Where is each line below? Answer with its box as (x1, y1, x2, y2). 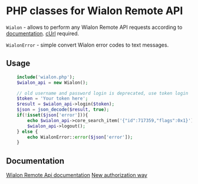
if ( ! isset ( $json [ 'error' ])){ (16, 112, 88, 118)
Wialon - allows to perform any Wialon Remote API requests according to (6, 24, 183, 31)
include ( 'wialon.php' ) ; (16, 74, 75, 80)
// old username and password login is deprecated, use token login (16, 90, 189, 96)
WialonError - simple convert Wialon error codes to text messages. (6, 41, 169, 48)
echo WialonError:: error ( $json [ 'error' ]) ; (27, 134, 133, 140)
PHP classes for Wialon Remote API (6, 4, 183, 18)
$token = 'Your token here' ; (16, 96, 88, 101)
